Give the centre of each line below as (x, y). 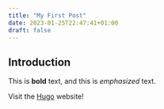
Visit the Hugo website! (46, 96)
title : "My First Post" (48, 15)
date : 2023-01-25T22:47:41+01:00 (63, 23)
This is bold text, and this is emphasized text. (82, 81)
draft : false (30, 30)
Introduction (40, 62)
